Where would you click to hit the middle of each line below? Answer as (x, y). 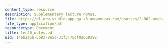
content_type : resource (30, 10)
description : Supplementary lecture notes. (51, 14)
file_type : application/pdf (34, 24)
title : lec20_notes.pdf (30, 33)
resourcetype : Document (30, 28)
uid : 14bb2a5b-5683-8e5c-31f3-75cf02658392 (51, 38)
